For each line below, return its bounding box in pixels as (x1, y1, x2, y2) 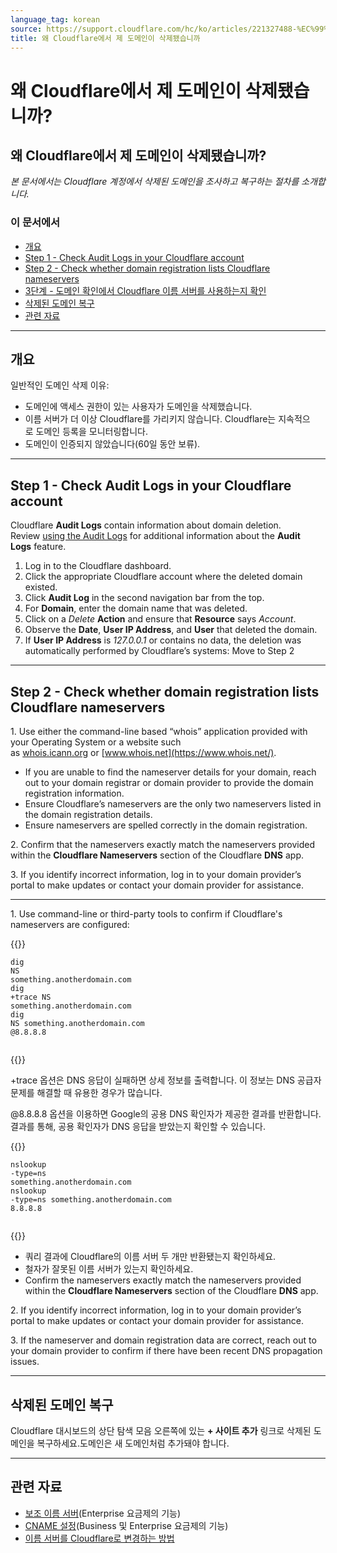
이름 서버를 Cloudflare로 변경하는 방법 (24, 1532, 175, 1544)
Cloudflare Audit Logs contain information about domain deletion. (10, 519, 282, 531)
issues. (10, 1356, 40, 1368)
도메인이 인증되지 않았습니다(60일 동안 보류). (24, 438, 201, 450)
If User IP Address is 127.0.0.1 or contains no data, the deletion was (24, 634, 302, 646)
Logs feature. (10, 541, 67, 553)
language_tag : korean (10, 14, 101, 25)
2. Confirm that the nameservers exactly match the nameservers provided (10, 839, 315, 851)
